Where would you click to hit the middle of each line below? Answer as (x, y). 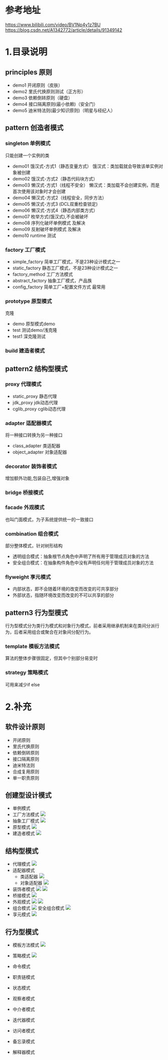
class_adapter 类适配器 (36, 446)
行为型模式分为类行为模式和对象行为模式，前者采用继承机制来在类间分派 (80, 626)
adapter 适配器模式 (28, 423)
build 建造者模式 (25, 351)
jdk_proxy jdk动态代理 (35, 402)
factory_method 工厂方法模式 (43, 274)
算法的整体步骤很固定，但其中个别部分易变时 (52, 658)
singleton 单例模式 (28, 143)
